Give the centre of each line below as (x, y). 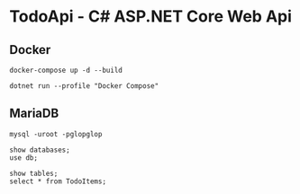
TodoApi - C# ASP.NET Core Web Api (151, 17)
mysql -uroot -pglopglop (56, 134)
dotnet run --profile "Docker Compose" (84, 86)
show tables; (34, 173)
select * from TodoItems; (58, 181)
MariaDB (34, 114)
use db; (24, 158)
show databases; (40, 150)
